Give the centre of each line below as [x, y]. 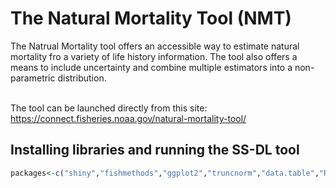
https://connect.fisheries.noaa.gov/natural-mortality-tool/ [128, 118]
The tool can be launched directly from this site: [109, 108]
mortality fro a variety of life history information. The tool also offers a [154, 56]
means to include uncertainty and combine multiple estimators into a [151, 67]
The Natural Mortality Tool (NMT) [151, 18]
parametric [33, 78]
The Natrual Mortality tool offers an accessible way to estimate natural [155, 46]
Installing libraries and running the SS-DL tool [155, 150]
